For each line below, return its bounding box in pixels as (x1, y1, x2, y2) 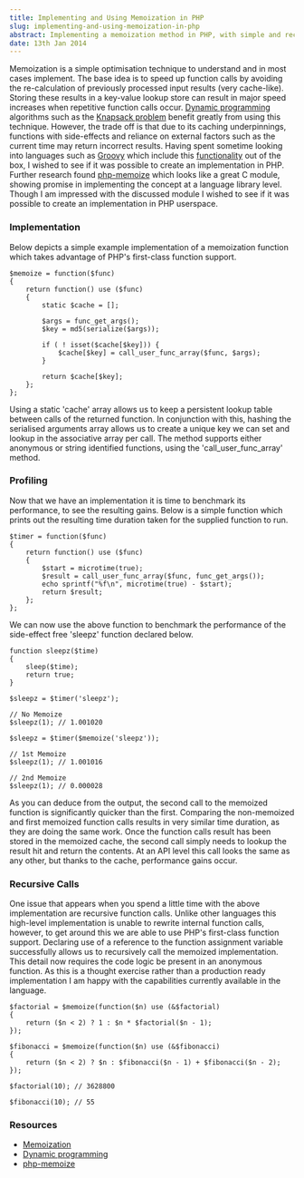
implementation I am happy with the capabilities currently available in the (9, 976, 281, 987)
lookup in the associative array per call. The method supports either (9, 433, 262, 443)
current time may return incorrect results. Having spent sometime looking (9, 141, 283, 151)
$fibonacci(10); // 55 (9, 1098, 95, 1107)
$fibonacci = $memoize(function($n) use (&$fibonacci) (9, 1042, 221, 1052)
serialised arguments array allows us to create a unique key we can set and (9, 423, 290, 433)
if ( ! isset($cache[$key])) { (42, 340, 160, 349)
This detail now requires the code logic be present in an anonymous (9, 956, 262, 967)
